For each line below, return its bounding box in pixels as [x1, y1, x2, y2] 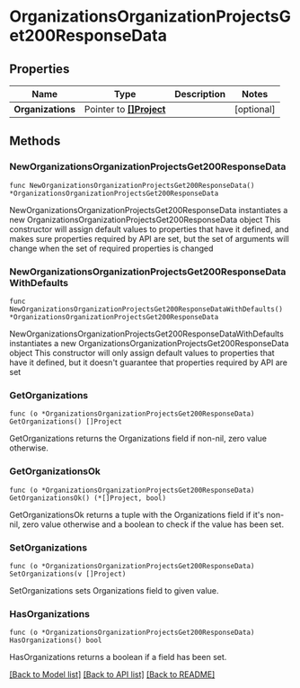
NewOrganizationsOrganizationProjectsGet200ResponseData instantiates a [9, 204, 288, 215]
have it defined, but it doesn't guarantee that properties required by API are [9, 357, 287, 368]
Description [174, 88, 226, 100]
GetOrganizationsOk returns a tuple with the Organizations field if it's [9, 509, 265, 520]
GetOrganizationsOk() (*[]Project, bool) [9, 493, 167, 503]
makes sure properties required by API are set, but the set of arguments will [9, 233, 289, 244]
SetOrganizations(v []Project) [9, 569, 127, 578]
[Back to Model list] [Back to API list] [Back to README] [9, 669, 216, 680]
